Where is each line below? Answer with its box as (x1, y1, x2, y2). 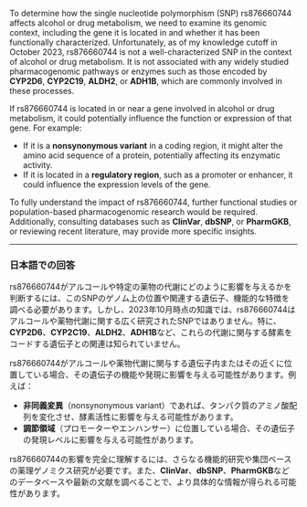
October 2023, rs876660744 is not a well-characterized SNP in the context (9, 47, 292, 58)
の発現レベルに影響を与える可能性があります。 (22, 434, 198, 446)
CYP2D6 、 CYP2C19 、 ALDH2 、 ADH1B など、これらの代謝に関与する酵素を (9, 327, 293, 338)
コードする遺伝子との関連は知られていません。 (9, 338, 185, 350)
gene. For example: (9, 122, 82, 133)
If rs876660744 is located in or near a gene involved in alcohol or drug (9, 103, 275, 113)
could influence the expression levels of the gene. (22, 179, 211, 190)
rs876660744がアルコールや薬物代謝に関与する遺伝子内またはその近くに (9, 358, 285, 369)
